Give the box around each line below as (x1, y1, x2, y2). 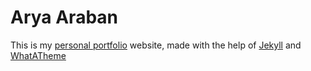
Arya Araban (10, 6, 119, 29)
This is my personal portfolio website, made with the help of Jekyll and (10, 39, 302, 51)
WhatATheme (10, 49, 67, 61)
